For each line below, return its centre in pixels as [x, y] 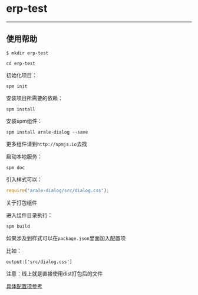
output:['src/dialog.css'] [39, 262]
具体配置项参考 [24, 286]
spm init [17, 86]
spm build [18, 226]
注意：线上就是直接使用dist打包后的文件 [55, 273]
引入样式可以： [24, 179]
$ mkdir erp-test [27, 53]
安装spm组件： [24, 121]
